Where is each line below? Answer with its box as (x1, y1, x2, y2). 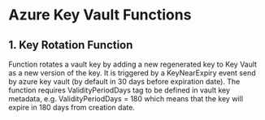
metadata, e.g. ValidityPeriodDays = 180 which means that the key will (8, 94, 244, 103)
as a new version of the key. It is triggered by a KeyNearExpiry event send (8, 68, 256, 78)
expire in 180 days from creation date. (8, 103, 136, 112)
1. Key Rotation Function (8, 38, 133, 52)
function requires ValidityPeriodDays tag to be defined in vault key (8, 85, 230, 95)
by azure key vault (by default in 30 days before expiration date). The (8, 77, 241, 86)
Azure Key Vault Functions (8, 6, 192, 24)
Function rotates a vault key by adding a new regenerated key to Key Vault (8, 59, 258, 69)
